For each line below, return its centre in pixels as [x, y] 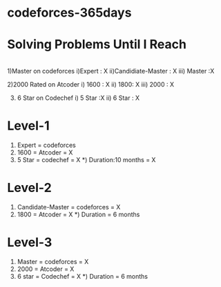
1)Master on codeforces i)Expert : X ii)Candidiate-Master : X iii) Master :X [111, 71]
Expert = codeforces [46, 145]
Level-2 [29, 188]
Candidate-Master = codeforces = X [69, 207]
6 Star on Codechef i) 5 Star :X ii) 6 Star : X [78, 98]
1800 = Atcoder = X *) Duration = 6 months [78, 214]
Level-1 [28, 126]
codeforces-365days [69, 13]
